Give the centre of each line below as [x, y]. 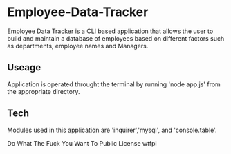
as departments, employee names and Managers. [78, 46]
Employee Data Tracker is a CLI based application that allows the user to [110, 31]
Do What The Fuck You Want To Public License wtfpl [82, 143]
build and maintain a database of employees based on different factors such [116, 38]
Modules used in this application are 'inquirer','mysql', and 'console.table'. [112, 130]
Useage [24, 67]
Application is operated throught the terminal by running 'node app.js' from [114, 84]
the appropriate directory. [44, 91]
